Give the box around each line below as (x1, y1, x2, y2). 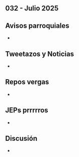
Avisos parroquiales (5, 21, 69, 30)
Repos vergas (5, 78, 49, 86)
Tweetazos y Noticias (5, 49, 74, 58)
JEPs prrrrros (5, 106, 49, 115)
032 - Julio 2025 (5, 4, 59, 13)
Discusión (5, 134, 38, 143)
